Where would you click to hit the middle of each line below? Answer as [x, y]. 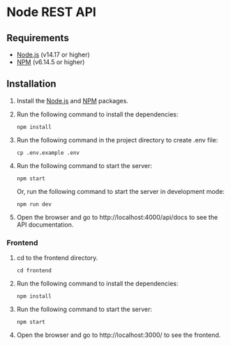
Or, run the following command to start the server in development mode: [120, 191]
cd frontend [34, 271]
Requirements [38, 38]
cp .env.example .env [48, 153]
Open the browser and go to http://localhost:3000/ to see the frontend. [119, 335]
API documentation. [45, 225]
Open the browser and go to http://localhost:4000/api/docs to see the [117, 217]
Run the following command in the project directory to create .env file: [117, 140]
